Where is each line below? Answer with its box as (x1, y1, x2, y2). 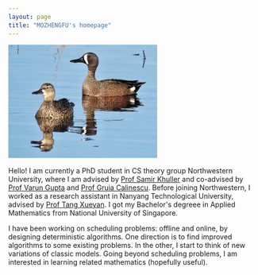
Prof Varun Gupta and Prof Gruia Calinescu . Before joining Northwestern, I (8, 183, 251, 192)
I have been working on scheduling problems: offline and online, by (8, 223, 229, 233)
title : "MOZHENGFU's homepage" (8, 21, 112, 29)
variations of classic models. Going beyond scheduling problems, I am (8, 249, 238, 258)
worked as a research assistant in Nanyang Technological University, (8, 192, 234, 200)
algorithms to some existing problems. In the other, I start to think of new (8, 241, 246, 250)
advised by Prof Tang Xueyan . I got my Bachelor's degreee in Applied (8, 199, 236, 209)
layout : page (8, 13, 52, 21)
